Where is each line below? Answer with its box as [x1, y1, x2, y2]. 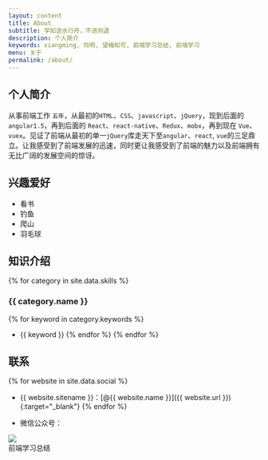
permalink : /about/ [8, 57, 73, 65]
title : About [8, 19, 52, 27]
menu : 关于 [8, 49, 42, 57]
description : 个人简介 [8, 34, 79, 42]
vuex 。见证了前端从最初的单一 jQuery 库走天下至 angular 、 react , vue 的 [8, 130, 235, 140]
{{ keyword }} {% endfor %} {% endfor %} [19, 329, 160, 339]
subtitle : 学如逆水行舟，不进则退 [8, 26, 110, 34]
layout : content [8, 11, 62, 20]
